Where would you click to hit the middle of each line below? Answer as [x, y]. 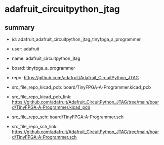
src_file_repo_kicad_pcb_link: [41, 97]
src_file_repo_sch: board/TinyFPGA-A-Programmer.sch [68, 117]
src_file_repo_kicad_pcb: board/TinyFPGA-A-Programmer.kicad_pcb [81, 87]
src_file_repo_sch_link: [35, 126]
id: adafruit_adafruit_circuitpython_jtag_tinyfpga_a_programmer [76, 39]
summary [20, 27]
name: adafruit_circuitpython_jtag [46, 58]
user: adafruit [25, 49]
